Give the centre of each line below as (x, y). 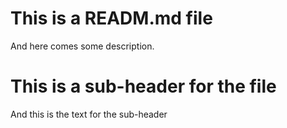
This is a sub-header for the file (143, 86)
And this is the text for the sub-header (89, 114)
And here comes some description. (82, 46)
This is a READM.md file (111, 18)
